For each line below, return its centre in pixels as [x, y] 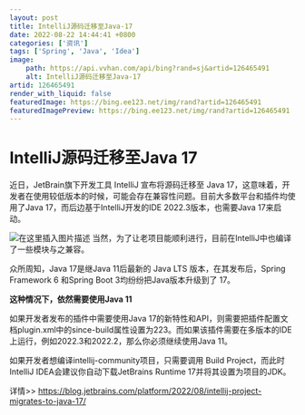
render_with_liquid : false [60, 93]
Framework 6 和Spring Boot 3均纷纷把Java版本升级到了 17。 [123, 280]
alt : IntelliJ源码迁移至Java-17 [84, 77]
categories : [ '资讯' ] [49, 43]
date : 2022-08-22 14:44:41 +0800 [73, 34]
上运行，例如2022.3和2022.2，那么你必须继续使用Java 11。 [121, 342]
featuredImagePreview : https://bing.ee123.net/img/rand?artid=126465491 [150, 111]
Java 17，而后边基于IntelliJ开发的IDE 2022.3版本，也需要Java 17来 [149, 207]
